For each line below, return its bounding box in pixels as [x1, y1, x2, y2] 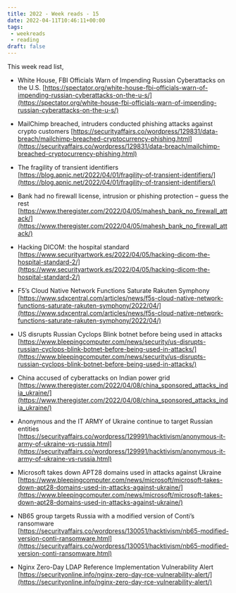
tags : [7, 23, 23, 30]
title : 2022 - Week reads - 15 [7, 10, 99, 18]
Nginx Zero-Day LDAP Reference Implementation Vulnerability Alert [17, 563, 213, 571]
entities [17, 425, 39, 433]
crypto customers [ [17, 127, 74, 135]
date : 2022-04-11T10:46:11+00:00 [7, 17, 106, 24]
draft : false [7, 43, 46, 50]
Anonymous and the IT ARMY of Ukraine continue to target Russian [17, 417, 213, 425]
